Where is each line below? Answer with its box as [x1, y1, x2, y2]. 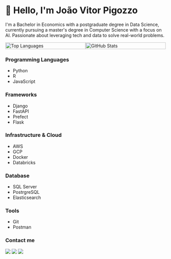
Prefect [12, 113, 28, 120]
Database [5, 172, 30, 179]
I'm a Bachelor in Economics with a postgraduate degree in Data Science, [5, 21, 159, 27]
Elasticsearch [12, 194, 41, 200]
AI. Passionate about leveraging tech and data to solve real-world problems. [5, 32, 164, 38]
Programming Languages [5, 56, 70, 63]
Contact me [5, 237, 35, 244]
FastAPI [12, 108, 29, 114]
